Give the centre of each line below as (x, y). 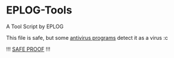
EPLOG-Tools (39, 10)
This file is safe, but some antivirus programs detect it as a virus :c (87, 37)
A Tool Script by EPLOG (35, 26)
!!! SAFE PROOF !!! (28, 49)
